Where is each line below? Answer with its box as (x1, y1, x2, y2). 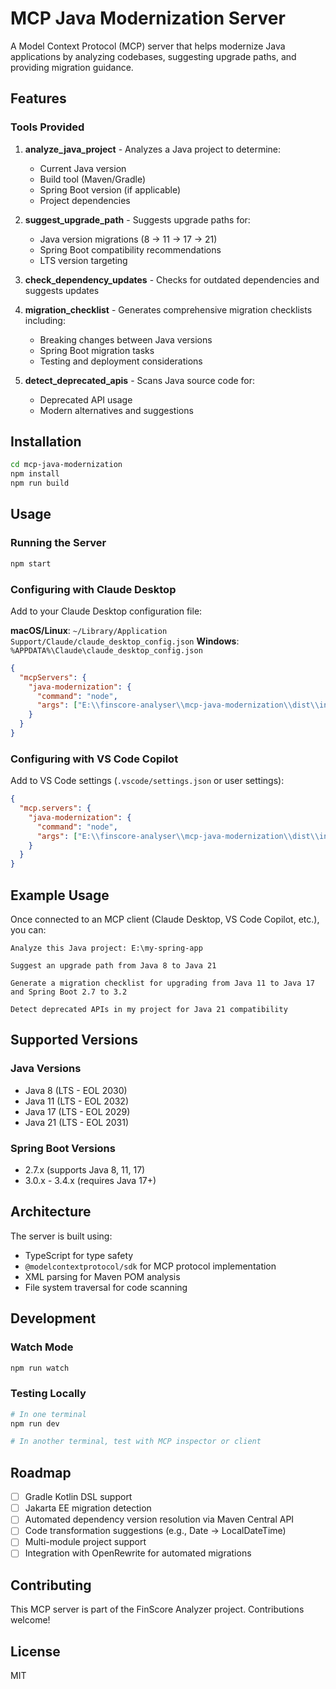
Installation (10, 433, 82, 451)
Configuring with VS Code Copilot (10, 752, 179, 766)
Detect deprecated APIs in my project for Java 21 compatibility (10, 1005, 288, 1015)
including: (24, 314, 66, 326)
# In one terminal (10, 1409, 87, 1419)
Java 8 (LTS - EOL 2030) (24, 1084, 128, 1096)
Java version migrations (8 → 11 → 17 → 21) (39, 233, 218, 245)
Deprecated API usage (39, 393, 133, 406)
